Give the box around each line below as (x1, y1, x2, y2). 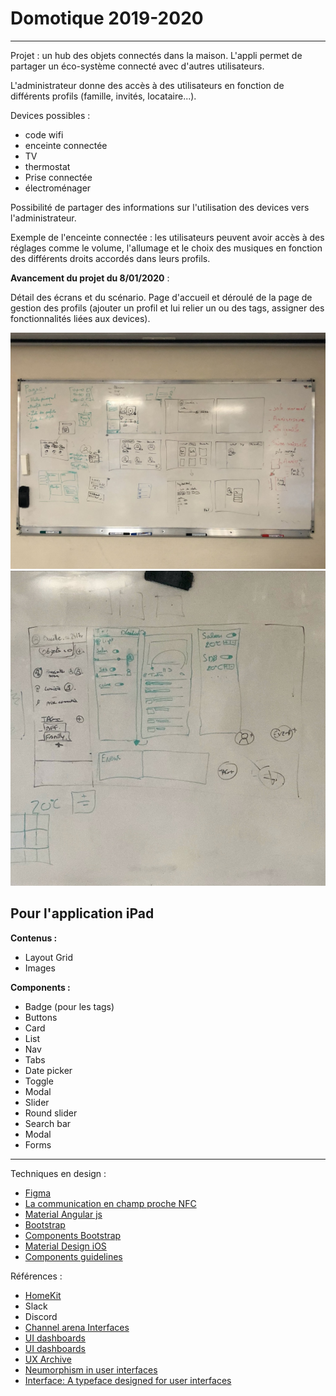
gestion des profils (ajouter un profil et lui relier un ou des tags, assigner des (10, 302, 325, 314)
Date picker (24, 1064, 73, 1076)
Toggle (24, 1075, 54, 1087)
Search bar (24, 1117, 72, 1129)
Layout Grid (24, 951, 73, 963)
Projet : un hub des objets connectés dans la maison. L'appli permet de (10, 49, 303, 61)
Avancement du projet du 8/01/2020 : (10, 272, 170, 284)
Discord (24, 1310, 58, 1322)
